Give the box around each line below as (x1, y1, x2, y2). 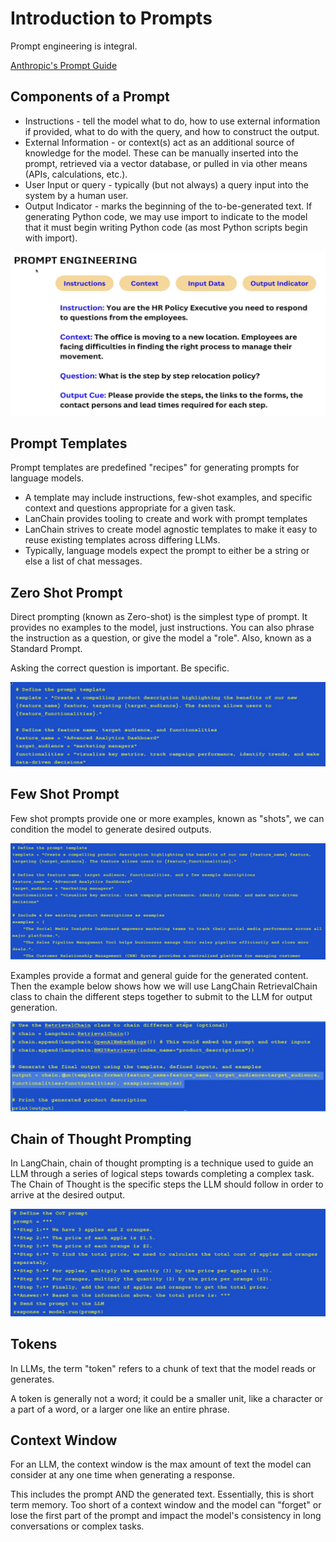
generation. (10, 1001, 58, 1013)
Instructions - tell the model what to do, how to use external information (24, 115, 321, 127)
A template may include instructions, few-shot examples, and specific (24, 492, 313, 504)
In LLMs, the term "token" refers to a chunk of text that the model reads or (10, 1362, 317, 1374)
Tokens (10, 1336, 58, 1353)
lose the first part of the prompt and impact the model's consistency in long (10, 1510, 322, 1522)
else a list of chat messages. (24, 555, 143, 567)
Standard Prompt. (10, 643, 83, 655)
